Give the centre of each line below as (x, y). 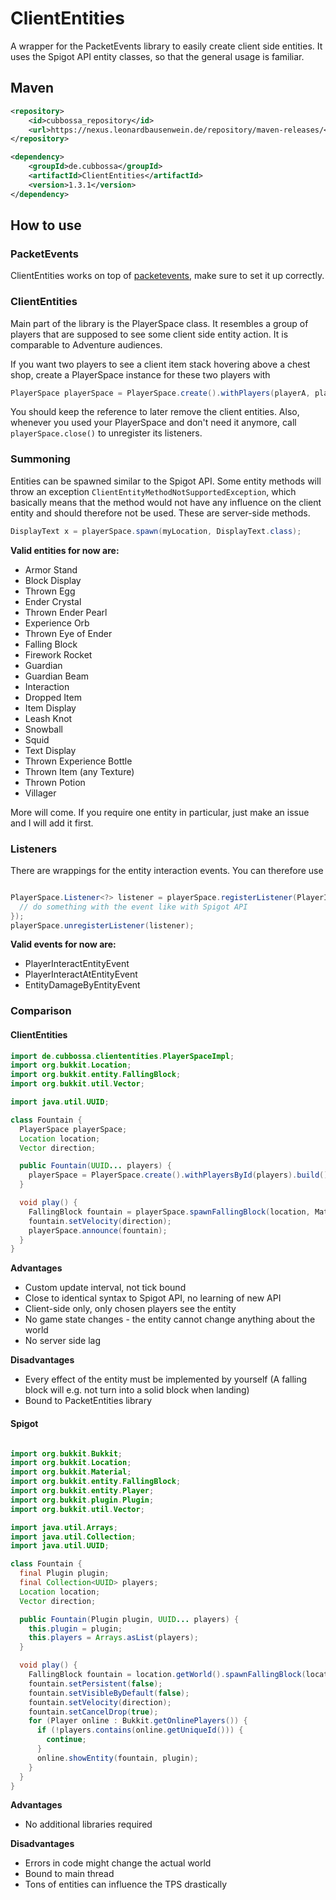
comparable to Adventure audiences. (86, 344)
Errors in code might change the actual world (118, 1863)
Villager (40, 793)
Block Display (53, 580)
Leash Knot (48, 718)
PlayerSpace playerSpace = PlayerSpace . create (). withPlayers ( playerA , (160, 393)
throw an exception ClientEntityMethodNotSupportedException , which (153, 491)
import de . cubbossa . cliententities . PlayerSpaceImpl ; (122, 1056)
